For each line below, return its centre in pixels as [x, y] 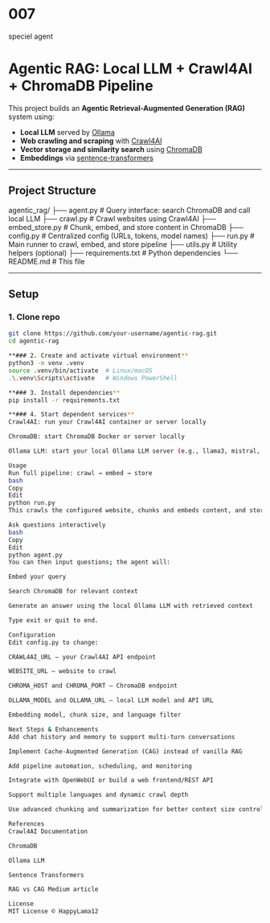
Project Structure [52, 191]
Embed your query [37, 577]
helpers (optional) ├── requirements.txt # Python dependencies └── [123, 252]
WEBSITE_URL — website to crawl [62, 671]
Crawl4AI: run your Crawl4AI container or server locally [107, 422]
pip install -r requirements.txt [64, 400]
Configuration [32, 635]
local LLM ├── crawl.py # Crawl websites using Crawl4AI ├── [112, 219]
